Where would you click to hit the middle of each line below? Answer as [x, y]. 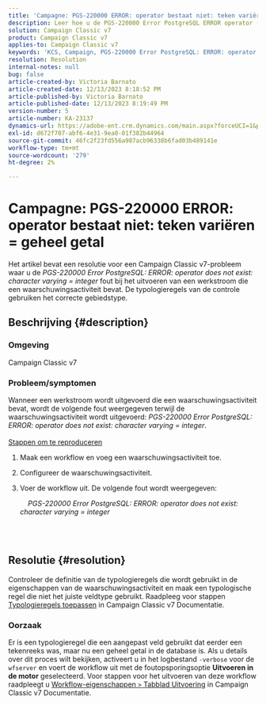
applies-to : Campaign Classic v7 [63, 45]
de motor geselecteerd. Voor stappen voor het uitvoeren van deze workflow [133, 676]
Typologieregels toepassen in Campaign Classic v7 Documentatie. [116, 604]
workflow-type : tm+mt [44, 148]
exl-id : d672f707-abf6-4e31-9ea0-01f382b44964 [86, 133]
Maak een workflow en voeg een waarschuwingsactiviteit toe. [120, 458]
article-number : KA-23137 [51, 119]
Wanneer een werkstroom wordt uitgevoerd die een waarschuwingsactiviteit [133, 400]
